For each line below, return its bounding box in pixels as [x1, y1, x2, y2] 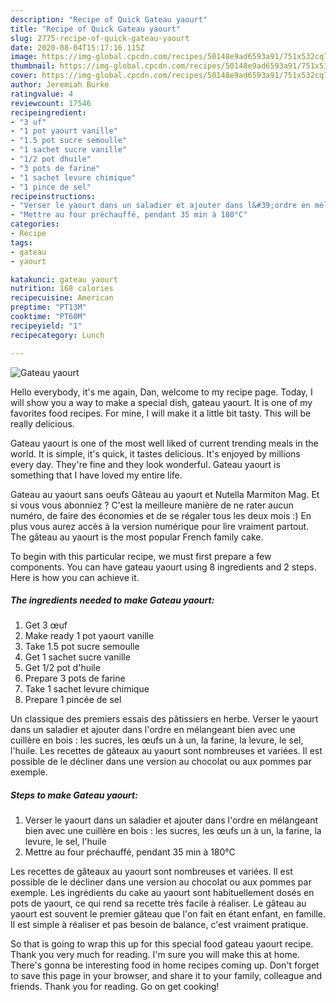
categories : [10, 219, 60, 230]
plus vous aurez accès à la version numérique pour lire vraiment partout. [10, 520, 310, 532]
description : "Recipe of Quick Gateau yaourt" [10, 14, 208, 25]
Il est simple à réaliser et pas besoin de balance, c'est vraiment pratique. [10, 919, 309, 931]
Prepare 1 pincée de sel [24, 694, 122, 706]
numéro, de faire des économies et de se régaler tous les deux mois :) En [10, 509, 312, 521]
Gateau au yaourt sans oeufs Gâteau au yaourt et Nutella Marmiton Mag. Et [10, 488, 320, 500]
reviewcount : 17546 [10, 98, 92, 108]
